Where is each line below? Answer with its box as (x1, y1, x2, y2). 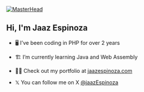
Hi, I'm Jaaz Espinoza (6, 23, 88, 33)
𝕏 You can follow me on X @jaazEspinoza (14, 78, 119, 86)
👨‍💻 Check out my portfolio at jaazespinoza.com (14, 67, 133, 74)
